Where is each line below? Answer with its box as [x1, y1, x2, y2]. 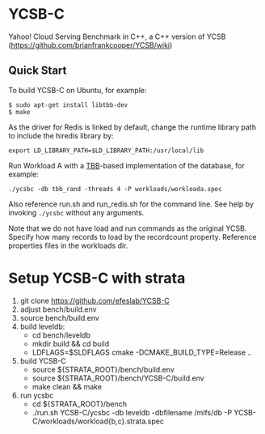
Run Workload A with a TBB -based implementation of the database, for [8, 160, 245, 170]
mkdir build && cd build [32, 338, 110, 348]
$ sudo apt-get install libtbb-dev [8, 100, 128, 109]
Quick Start [8, 64, 67, 78]
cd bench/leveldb [32, 330, 90, 340]
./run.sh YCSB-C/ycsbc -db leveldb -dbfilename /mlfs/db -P [32, 407, 233, 417]
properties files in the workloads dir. [8, 240, 128, 250]
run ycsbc [19, 390, 54, 400]
